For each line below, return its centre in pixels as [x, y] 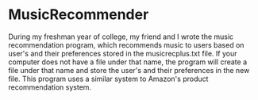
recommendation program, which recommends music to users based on [126, 44]
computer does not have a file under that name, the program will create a [128, 62]
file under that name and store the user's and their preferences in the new [129, 70]
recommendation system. [50, 87]
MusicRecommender [79, 15]
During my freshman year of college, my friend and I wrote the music [121, 37]
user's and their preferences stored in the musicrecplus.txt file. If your [123, 53]
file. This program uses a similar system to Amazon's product [108, 79]
